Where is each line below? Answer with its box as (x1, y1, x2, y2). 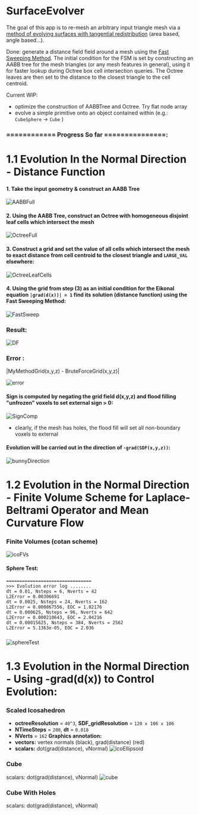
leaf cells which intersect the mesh (6, 218, 94, 225)
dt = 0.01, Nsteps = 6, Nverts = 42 (6, 588, 97, 594)
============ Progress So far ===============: (6, 130, 168, 138)
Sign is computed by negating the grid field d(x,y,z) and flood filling (6, 393, 176, 400)
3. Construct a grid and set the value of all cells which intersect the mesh (6, 246, 190, 253)
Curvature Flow (6, 516, 84, 530)
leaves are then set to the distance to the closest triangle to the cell (6, 73, 170, 80)
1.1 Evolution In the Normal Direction (6, 153, 187, 166)
